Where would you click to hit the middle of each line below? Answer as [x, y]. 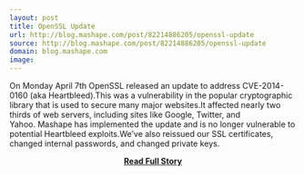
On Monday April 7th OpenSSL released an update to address [125, 86]
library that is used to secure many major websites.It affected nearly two [145, 105]
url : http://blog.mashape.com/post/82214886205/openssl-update [132, 34]
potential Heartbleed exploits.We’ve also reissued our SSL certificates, [142, 134]
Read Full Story [153, 161]
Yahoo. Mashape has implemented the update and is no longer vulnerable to [152, 124]
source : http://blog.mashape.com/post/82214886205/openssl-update [138, 43]
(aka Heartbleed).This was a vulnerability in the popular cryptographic [161, 95]
